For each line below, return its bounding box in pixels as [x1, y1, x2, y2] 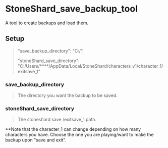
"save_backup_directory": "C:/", [17, 47, 84, 54]
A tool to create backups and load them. [5, 20, 89, 26]
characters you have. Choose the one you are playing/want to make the [5, 132, 154, 138]
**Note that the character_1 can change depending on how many [5, 126, 141, 132]
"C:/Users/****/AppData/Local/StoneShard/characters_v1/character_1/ [17, 63, 163, 69]
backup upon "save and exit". [5, 137, 67, 143]
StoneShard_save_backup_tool [5, 3, 138, 15]
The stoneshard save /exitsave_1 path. [17, 117, 97, 123]
